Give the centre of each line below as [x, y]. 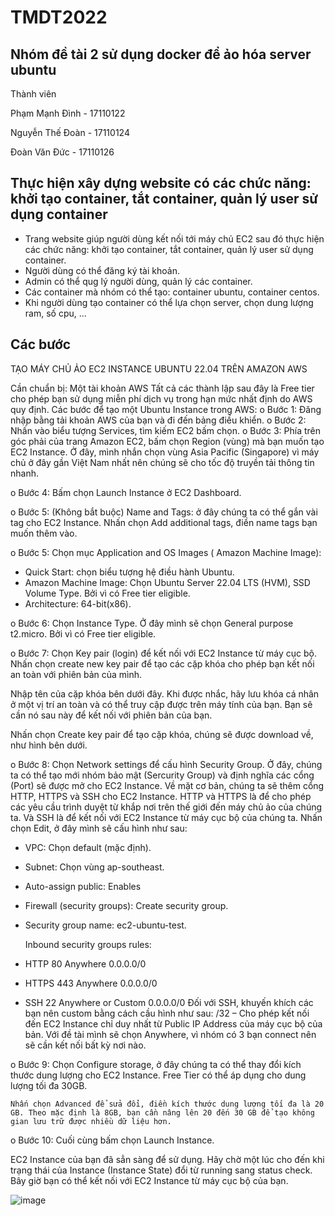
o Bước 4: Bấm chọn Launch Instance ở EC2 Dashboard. [126, 492]
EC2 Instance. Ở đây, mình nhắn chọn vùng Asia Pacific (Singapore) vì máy [165, 452]
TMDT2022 [59, 17]
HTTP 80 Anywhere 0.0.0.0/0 [85, 963]
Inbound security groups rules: [88, 944]
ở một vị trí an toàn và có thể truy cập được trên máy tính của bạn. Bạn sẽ [161, 704]
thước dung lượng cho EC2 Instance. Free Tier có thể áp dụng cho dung [158, 1075]
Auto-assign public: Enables [83, 886]
